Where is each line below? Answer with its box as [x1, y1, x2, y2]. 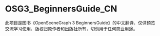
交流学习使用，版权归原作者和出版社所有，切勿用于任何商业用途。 [5, 25, 138, 32]
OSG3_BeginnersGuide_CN [5, 3, 118, 14]
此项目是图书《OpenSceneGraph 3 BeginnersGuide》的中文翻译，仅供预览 [5, 20, 155, 25]
